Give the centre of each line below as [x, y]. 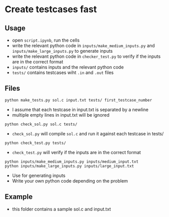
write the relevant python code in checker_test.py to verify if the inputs [86, 56]
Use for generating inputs [39, 175]
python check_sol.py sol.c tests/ [41, 124]
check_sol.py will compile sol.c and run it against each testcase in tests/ [88, 133]
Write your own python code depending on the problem [70, 180]
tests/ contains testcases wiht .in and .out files [63, 73]
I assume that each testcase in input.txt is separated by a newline [80, 110]
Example [19, 197]
